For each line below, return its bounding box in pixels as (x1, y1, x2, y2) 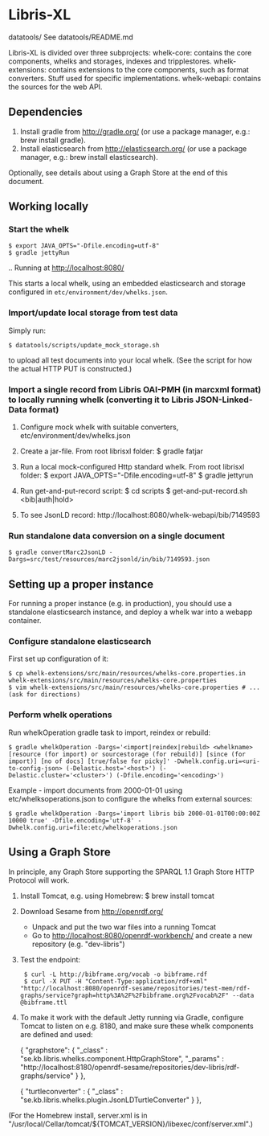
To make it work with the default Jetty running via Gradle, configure (19, 1012, 244, 1022)
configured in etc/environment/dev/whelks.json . (8, 287, 169, 297)
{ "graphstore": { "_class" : (19, 1045, 108, 1055)
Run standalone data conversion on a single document (8, 530, 226, 541)
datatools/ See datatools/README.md (8, 32, 134, 42)
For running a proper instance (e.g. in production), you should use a (8, 599, 233, 609)
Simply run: (8, 326, 47, 335)
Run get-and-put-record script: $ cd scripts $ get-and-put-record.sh (19, 486, 247, 496)
